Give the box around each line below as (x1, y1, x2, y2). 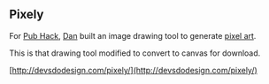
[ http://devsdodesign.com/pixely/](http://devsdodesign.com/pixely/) (9, 65, 258, 75)
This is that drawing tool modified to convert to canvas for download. (9, 48, 261, 58)
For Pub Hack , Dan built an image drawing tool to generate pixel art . (9, 30, 257, 41)
